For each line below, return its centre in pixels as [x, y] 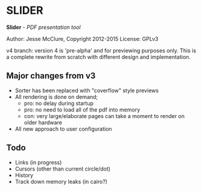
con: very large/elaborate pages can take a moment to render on [104, 116]
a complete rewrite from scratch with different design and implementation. [99, 57]
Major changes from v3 [51, 76]
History [24, 175]
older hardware [43, 122]
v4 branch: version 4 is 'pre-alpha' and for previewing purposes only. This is [101, 50]
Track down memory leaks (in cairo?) [61, 181]
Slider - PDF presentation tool [43, 27]
